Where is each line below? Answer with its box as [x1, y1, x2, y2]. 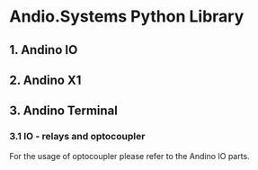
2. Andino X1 [9, 72, 82, 87]
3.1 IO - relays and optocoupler [9, 130, 146, 143]
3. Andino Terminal [9, 103, 119, 119]
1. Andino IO [9, 42, 78, 58]
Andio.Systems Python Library [9, 6, 245, 27]
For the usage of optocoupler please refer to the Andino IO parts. [9, 150, 250, 161]
